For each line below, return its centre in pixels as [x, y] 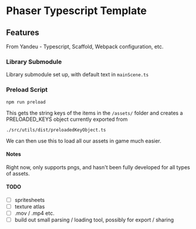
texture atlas [30, 207]
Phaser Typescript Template [77, 11]
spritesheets [30, 200]
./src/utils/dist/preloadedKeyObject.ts [56, 130]
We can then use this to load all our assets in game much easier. [84, 141]
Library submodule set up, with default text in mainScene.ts [77, 75]
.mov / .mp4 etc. [34, 213]
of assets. [18, 173]
